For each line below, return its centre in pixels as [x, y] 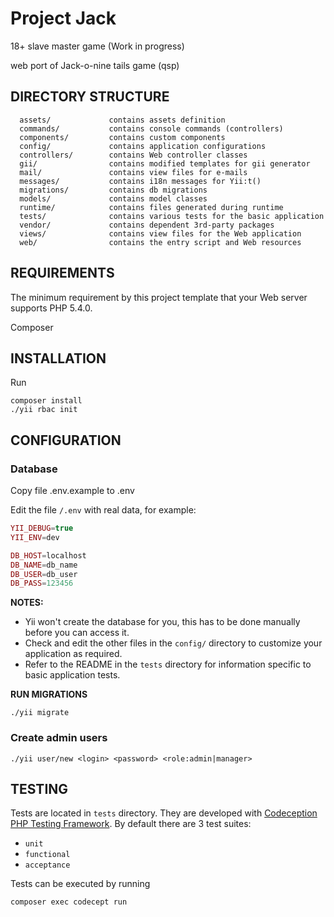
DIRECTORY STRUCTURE [90, 97]
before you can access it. [77, 633]
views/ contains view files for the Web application [160, 233]
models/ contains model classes [113, 198]
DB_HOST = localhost [48, 555]
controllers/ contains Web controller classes [133, 155]
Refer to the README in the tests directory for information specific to [168, 664]
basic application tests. [72, 675]
